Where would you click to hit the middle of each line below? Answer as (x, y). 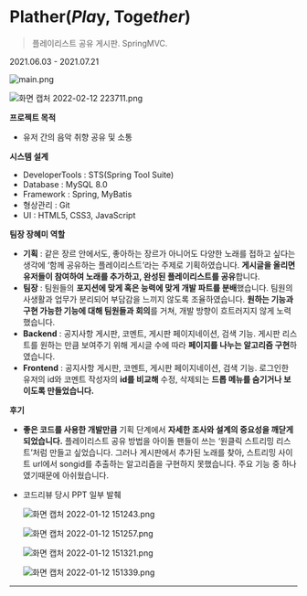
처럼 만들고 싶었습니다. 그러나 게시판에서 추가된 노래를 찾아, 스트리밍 (154, 452)
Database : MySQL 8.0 (65, 184)
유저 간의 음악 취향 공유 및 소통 (77, 137)
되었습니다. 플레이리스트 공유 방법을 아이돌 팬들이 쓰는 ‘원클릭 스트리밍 (148, 441)
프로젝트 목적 (33, 117)
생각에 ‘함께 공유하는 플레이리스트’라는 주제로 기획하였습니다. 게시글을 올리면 (159, 265)
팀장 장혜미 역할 (37, 234)
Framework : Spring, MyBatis (77, 194)
